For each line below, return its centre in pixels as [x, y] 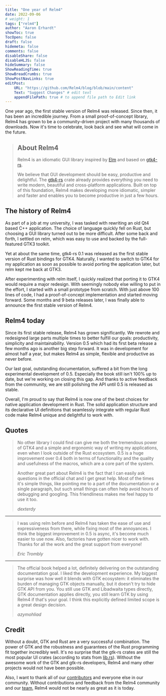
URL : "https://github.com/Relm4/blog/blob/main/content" [74, 88]
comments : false [22, 51]
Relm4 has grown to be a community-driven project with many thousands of [83, 122]
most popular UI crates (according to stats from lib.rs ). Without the [73, 657]
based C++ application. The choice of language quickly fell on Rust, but [78, 228]
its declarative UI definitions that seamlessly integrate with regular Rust [77, 410]
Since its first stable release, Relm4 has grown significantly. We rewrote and [82, 332]
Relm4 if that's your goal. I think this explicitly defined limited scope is [88, 600]
